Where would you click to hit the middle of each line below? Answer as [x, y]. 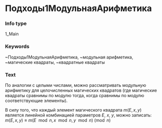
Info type [16, 24]
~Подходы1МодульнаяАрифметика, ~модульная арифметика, [69, 57]
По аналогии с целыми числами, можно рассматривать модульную [76, 85]
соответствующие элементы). [36, 101]
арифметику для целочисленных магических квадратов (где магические [81, 90]
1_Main [12, 34]
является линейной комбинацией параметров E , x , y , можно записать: [78, 115]
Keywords [17, 46]
